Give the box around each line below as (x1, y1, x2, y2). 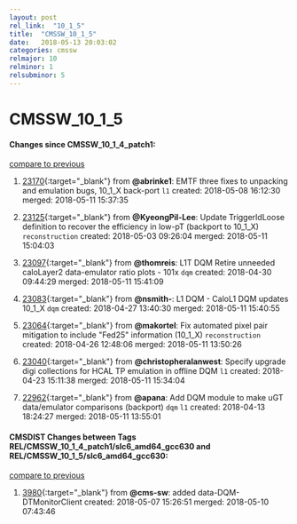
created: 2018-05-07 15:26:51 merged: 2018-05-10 (83, 496, 270, 507)
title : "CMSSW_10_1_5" (9, 29, 98, 38)
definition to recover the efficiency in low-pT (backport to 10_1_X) (21, 221, 260, 232)
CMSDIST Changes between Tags (9, 432, 137, 442)
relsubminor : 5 (9, 71, 66, 80)
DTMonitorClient (21, 496, 82, 507)
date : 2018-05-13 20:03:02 (9, 37, 117, 47)
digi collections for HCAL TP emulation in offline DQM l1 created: (21, 366, 261, 377)
